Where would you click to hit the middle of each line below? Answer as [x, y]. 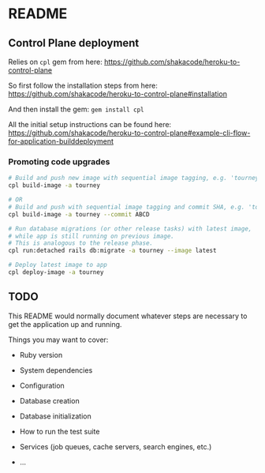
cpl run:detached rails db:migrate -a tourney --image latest [112, 251]
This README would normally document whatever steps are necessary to [128, 316]
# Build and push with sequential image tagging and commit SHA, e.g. [127, 207]
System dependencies [56, 370]
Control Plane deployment [74, 43]
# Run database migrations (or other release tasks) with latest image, [130, 229]
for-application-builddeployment [61, 141]
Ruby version [41, 355]
